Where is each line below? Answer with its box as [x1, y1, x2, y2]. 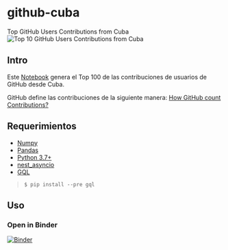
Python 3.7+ [16, 153, 52, 162]
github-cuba [7, 5, 80, 21]
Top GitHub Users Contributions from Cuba [7, 27, 129, 36]
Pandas [16, 146, 39, 154]
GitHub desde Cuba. [7, 80, 65, 88]
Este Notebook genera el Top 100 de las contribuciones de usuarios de [7, 73, 207, 81]
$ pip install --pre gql [23, 181, 95, 188]
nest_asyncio [16, 160, 55, 168]
